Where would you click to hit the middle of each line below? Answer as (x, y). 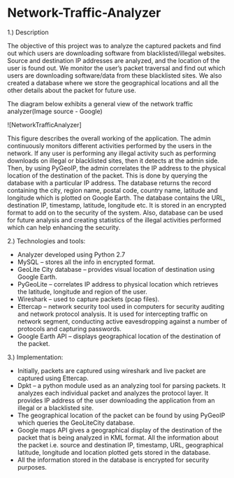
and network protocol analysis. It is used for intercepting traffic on (112, 314)
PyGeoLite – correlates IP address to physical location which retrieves (118, 284)
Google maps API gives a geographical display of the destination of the (119, 430)
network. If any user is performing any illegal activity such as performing (112, 153)
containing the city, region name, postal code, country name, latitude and (112, 190)
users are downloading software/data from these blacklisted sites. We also (115, 75)
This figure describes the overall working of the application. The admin (109, 138)
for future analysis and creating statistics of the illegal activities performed (114, 220)
